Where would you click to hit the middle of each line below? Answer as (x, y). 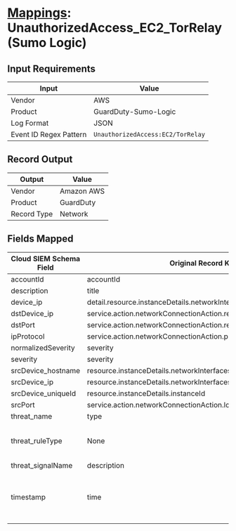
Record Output (40, 159)
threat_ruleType (37, 440)
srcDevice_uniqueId (44, 393)
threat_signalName (42, 465)
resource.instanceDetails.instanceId (146, 393)
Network (74, 214)
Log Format (30, 123)
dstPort (23, 324)
